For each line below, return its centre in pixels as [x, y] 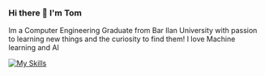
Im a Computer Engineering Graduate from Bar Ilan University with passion [133, 31]
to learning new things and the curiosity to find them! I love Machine [122, 39]
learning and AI [34, 48]
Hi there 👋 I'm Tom [45, 13]
